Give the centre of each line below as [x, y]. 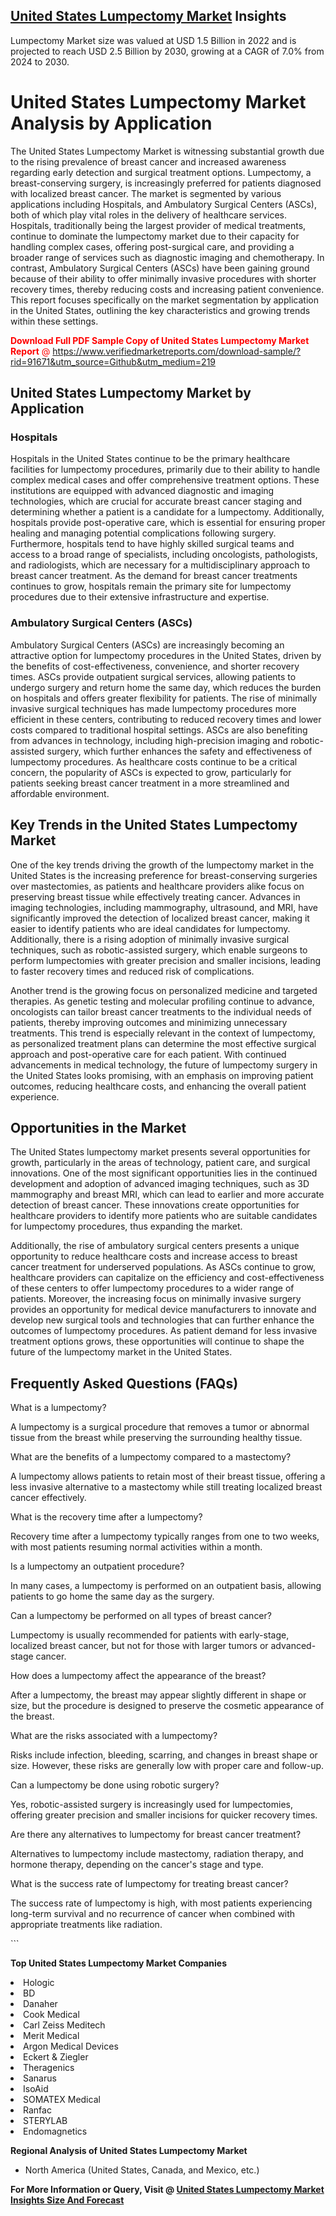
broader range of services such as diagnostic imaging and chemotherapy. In [167, 257]
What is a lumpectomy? [58, 1408]
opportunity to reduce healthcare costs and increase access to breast [154, 1256]
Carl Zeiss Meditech [64, 2025]
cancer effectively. [48, 1498]
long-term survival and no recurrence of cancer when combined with [153, 1914]
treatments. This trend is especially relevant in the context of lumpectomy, [163, 1033]
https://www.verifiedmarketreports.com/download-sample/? [177, 351]
